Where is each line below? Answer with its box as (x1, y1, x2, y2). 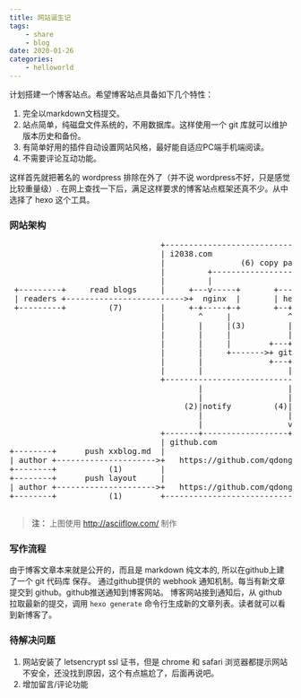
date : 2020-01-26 (9, 47, 74, 56)
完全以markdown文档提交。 (21, 108, 125, 118)
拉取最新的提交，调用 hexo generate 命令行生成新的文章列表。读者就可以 (9, 598, 278, 609)
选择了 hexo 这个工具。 (9, 194, 95, 205)
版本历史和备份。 (21, 130, 86, 141)
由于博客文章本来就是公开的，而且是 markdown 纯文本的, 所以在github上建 (9, 564, 285, 575)
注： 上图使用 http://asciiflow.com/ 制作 (30, 518, 177, 529)
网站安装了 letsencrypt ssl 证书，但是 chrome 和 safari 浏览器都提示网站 (21, 656, 288, 667)
